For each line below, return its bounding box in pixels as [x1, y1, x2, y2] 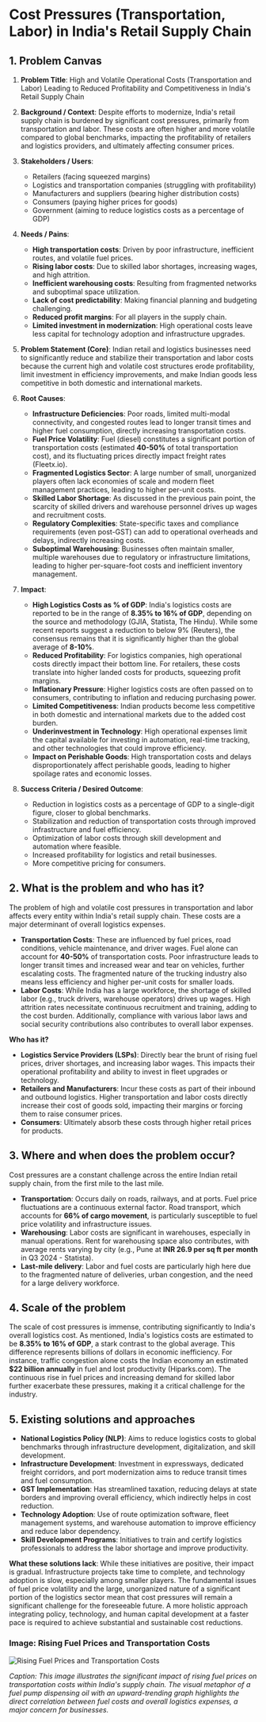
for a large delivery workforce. [20, 1278, 120, 1288]
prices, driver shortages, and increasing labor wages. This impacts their [20, 1058, 256, 1068]
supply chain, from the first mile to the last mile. [9, 1178, 165, 1188]
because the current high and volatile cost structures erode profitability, [20, 361, 256, 371]
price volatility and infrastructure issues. [20, 1219, 153, 1228]
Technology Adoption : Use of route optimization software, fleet [20, 1510, 229, 1520]
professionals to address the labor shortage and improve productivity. [20, 1543, 249, 1553]
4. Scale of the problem [9, 1301, 126, 1315]
